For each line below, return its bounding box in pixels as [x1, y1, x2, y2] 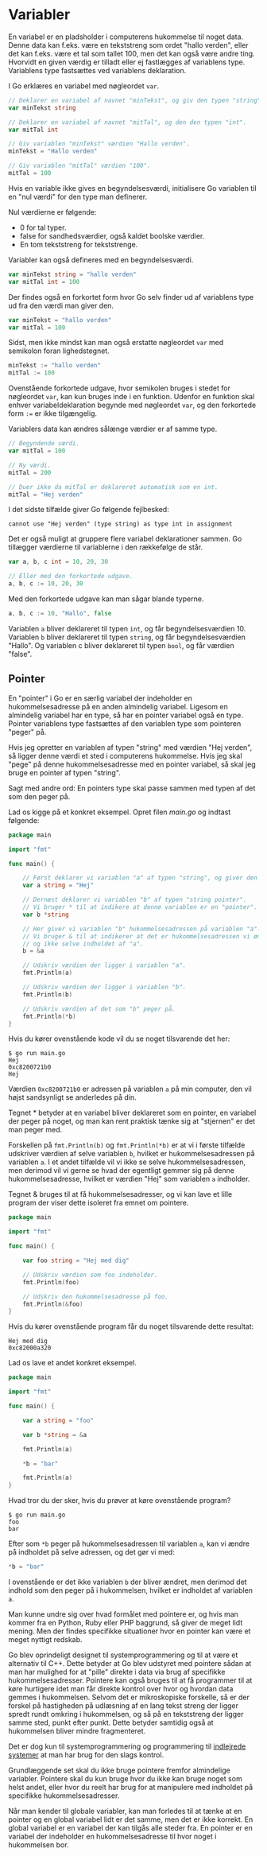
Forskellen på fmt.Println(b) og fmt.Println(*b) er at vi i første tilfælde [8, 1140, 246, 1150]
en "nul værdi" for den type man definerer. [8, 192, 148, 201]
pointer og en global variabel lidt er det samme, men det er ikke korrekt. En [8, 1815, 253, 1824]
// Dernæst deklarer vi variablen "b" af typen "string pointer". [22, 896, 247, 904]
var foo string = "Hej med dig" [22, 1256, 130, 1264]
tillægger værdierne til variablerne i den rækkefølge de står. [8, 542, 203, 552]
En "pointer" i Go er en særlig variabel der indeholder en [8, 693, 193, 703]
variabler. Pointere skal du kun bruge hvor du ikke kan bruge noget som [8, 1774, 242, 1783]
